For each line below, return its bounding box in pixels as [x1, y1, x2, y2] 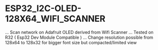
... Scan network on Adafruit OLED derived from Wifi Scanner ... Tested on [5, 29, 154, 35]
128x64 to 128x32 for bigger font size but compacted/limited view [5, 39, 137, 45]
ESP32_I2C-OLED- [5, 3, 82, 14]
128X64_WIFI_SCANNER [5, 13, 105, 24]
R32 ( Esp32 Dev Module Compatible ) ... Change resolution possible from [5, 34, 154, 40]
